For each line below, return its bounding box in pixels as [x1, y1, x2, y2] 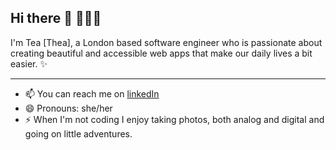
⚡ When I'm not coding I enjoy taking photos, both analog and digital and [24, 113, 325, 125]
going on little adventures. [24, 127, 133, 140]
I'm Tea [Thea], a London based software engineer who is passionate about [10, 36, 323, 48]
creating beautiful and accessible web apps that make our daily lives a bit [10, 47, 313, 59]
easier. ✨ [10, 57, 48, 70]
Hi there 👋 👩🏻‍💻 [10, 10, 102, 27]
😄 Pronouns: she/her [24, 102, 113, 114]
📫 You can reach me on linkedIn [24, 87, 160, 100]
